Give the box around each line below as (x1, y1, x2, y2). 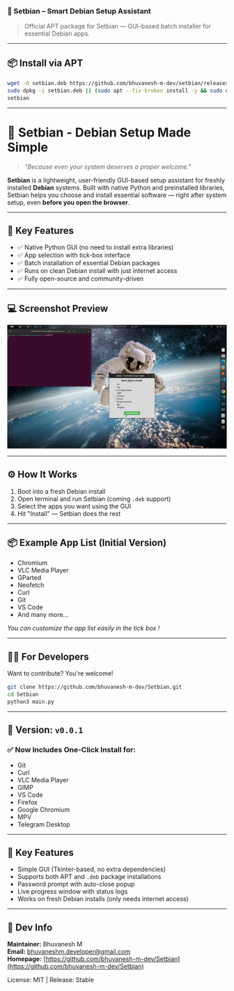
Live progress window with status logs (17, 887, 128, 896)
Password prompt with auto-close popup (17, 880, 135, 889)
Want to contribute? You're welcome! (7, 669, 114, 678)
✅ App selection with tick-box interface (17, 251, 131, 260)
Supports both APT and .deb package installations (17, 873, 162, 881)
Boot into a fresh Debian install (17, 487, 106, 495)
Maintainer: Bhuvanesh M (7, 940, 83, 949)
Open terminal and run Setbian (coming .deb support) (17, 494, 171, 503)
